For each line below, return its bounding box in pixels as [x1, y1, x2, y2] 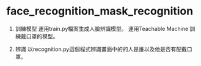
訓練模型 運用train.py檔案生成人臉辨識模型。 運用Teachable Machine [15, 25, 189, 32]
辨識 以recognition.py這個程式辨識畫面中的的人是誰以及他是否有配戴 [15, 45, 188, 53]
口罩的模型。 [26, 32, 59, 40]
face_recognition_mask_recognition [6, 4, 194, 18]
